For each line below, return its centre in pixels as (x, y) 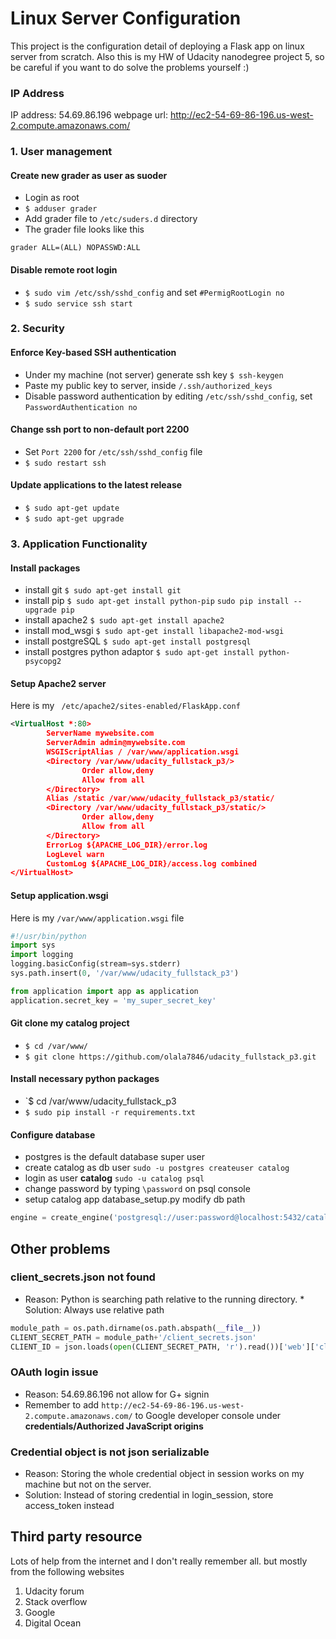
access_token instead (69, 1506)
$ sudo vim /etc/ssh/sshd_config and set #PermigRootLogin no (154, 292)
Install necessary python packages (85, 1079)
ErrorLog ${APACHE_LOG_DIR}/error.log (127, 845)
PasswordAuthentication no (81, 407)
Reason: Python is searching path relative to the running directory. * (164, 1299)
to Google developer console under (208, 1415)
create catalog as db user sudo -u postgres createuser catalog (157, 1168)
